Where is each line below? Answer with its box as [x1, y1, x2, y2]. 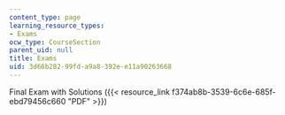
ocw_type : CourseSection [9, 37, 101, 47]
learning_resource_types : [9, 21, 104, 30]
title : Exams [9, 54, 58, 63]
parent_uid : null [9, 46, 73, 55]
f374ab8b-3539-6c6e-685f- [172, 86, 276, 97]
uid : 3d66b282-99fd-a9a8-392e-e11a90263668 [9, 63, 173, 72]
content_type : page [9, 12, 81, 22]
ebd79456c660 [9, 96, 66, 106]
